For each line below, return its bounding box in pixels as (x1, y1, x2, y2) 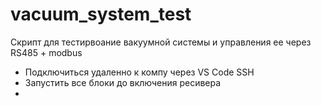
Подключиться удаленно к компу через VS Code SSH (24, 66, 255, 78)
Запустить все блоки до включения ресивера (24, 76, 222, 88)
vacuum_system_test (10, 3, 192, 26)
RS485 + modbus (10, 46, 83, 58)
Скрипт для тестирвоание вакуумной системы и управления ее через (10, 36, 312, 48)
